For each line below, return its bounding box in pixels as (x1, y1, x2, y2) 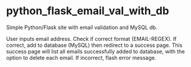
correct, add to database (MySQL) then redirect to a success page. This (6, 42, 183, 49)
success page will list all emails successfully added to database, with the (6, 47, 185, 55)
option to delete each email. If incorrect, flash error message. (6, 54, 156, 61)
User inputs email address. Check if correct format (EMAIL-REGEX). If (6, 35, 177, 42)
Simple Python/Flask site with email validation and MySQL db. (6, 24, 158, 31)
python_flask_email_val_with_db (6, 4, 170, 18)
